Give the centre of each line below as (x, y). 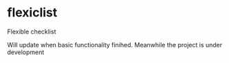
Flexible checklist (32, 32)
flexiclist (32, 13)
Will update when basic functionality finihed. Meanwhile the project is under (115, 45)
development (26, 52)
